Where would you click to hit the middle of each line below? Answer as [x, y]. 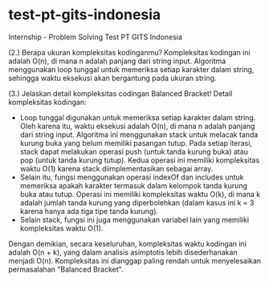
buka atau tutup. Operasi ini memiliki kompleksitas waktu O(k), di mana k [140, 194]
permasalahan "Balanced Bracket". [66, 269]
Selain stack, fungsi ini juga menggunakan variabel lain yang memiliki [134, 220]
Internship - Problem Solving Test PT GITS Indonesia [96, 37]
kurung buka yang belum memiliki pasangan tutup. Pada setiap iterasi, [136, 143]
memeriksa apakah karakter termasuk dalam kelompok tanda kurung [133, 185]
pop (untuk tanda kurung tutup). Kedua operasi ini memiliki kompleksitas [140, 160]
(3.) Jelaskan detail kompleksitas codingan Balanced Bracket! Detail [120, 93]
